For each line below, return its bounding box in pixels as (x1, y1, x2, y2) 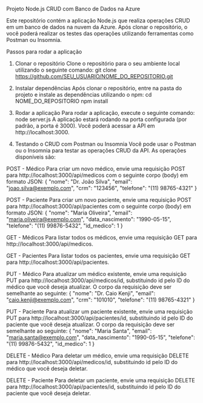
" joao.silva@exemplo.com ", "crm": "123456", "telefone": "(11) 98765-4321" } (6, 185, 197, 191)
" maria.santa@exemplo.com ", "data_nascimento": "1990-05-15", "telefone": (6, 334, 196, 341)
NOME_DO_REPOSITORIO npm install (15, 97, 108, 105)
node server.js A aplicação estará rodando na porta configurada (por (15, 115, 187, 123)
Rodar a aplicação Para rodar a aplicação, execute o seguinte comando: (15, 109, 195, 116)
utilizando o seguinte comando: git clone (15, 66, 117, 74)
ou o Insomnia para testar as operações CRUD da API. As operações (15, 147, 187, 154)
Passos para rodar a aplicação (6, 48, 82, 55)
